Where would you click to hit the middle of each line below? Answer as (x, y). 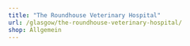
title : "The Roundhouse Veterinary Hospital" (84, 15)
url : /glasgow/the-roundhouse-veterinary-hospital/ (95, 23)
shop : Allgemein (35, 30)
